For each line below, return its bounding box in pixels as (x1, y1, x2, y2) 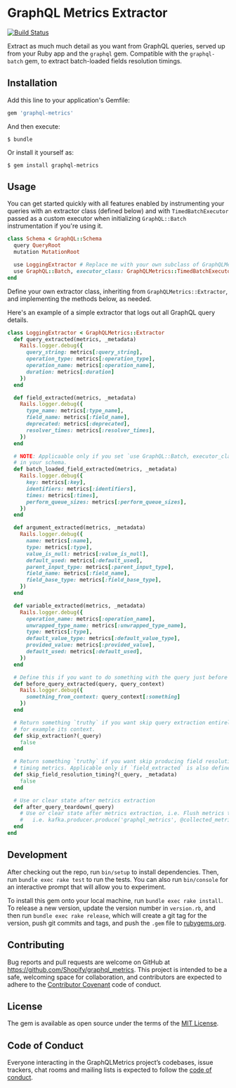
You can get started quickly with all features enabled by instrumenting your (7, 199, 225, 208)
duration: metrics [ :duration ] (25, 368, 114, 376)
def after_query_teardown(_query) (13, 803, 114, 810)
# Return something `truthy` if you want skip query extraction (13, 719, 206, 726)
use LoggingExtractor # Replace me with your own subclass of (13, 262, 199, 269)
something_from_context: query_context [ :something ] (25, 693, 181, 700)
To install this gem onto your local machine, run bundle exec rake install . (7, 896, 223, 904)
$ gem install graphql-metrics (7, 162, 99, 169)
